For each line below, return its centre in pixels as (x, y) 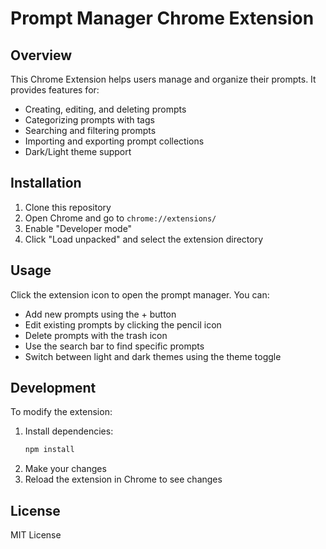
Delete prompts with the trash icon (96, 335)
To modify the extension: (61, 412)
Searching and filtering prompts (90, 130)
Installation (46, 183)
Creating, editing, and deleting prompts (105, 109)
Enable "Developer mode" (78, 228)
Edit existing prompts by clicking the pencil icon (123, 324)
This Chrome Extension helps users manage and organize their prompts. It (163, 79)
